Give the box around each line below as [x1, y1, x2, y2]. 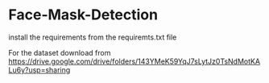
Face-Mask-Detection [8, 6, 159, 24]
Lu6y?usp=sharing [8, 64, 71, 74]
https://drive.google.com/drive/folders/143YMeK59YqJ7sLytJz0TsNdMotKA [8, 56, 260, 66]
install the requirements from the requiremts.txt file [8, 32, 177, 42]
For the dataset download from [8, 48, 111, 57]
